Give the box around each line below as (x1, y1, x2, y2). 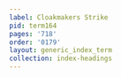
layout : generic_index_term (9, 46, 113, 55)
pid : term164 (9, 21, 57, 30)
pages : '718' (9, 29, 57, 38)
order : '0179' (9, 37, 62, 47)
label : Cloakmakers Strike (9, 12, 109, 22)
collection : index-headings (9, 54, 113, 63)
